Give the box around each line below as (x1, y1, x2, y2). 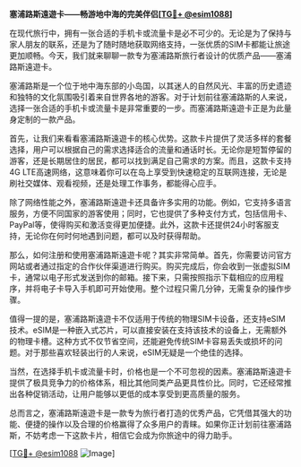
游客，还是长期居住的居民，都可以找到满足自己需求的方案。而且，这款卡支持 (9, 156, 292, 166)
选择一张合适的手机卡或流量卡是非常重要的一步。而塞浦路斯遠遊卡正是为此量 (9, 103, 292, 113)
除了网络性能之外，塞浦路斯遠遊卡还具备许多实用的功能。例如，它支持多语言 (9, 197, 292, 207)
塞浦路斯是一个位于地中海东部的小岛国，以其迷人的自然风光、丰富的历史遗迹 (9, 81, 292, 91)
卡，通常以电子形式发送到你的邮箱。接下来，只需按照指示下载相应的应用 (9, 272, 276, 282)
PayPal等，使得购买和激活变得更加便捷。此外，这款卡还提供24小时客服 (9, 220, 272, 229)
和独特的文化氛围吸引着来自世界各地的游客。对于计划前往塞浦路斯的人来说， (9, 91, 292, 102)
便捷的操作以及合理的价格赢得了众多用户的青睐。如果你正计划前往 (24, 419, 269, 429)
